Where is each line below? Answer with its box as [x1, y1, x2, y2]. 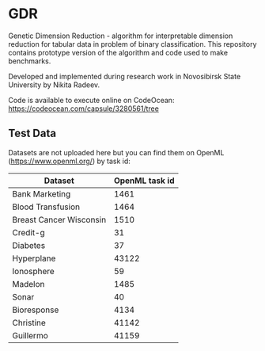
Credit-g [12, 227, 45, 238]
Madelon [12, 278, 45, 289]
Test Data [8, 127, 57, 140]
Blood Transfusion [12, 201, 81, 212]
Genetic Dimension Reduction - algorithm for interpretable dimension [8, 31, 233, 40]
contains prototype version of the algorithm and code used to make [8, 48, 228, 57]
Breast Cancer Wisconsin [12, 214, 107, 225]
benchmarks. [8, 56, 51, 66]
